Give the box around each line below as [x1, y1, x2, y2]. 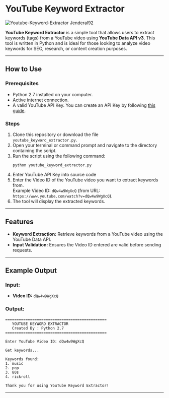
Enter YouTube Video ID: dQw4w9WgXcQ [5, 339, 84, 344]
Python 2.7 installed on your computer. [12, 91, 93, 97]
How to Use [5, 65, 42, 74]
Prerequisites [5, 80, 39, 87]
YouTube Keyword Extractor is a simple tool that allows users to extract [5, 29, 154, 35]
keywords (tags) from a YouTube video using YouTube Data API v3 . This [5, 35, 155, 41]
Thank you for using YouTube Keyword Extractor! [5, 383, 109, 388]
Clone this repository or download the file [12, 131, 99, 138]
